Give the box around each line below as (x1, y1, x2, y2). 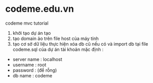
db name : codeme (12, 72, 53, 78)
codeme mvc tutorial (5, 20, 48, 26)
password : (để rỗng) (12, 67, 57, 73)
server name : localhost (12, 56, 63, 62)
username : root (12, 61, 46, 68)
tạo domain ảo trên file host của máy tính (12, 35, 99, 42)
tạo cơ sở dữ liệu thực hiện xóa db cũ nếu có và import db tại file (12, 40, 148, 47)
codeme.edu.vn (5, 3, 74, 15)
